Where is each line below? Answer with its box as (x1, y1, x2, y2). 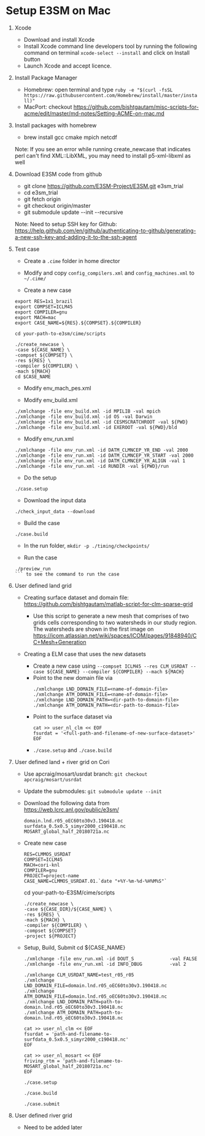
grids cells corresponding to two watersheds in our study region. (33, 618, 197, 626)
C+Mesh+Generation (33, 638, 87, 645)
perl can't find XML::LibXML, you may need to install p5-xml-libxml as (14, 152, 191, 159)
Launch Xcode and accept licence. (23, 62, 112, 69)
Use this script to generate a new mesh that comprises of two (33, 612, 190, 620)
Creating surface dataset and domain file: (23, 594, 130, 601)
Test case (14, 245, 40, 253)
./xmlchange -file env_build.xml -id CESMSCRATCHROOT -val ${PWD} (14, 419, 188, 425)
